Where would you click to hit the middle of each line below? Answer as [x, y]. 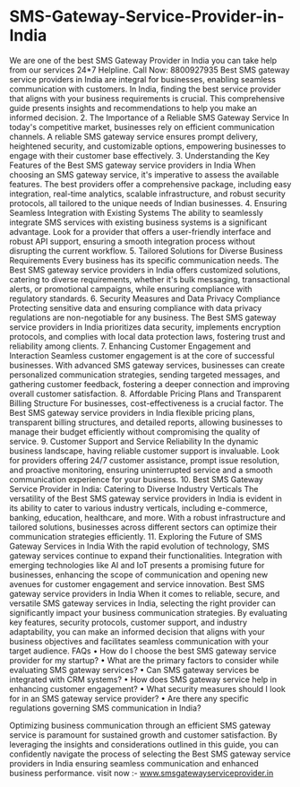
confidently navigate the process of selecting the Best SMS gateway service [150, 754]
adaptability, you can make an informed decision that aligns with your [137, 631]
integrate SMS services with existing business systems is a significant [138, 222]
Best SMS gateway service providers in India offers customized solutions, [145, 270]
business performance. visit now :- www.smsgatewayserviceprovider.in [141, 773]
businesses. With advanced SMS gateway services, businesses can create [147, 365]
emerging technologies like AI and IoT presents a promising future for [137, 565]
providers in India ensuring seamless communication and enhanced [134, 763]
